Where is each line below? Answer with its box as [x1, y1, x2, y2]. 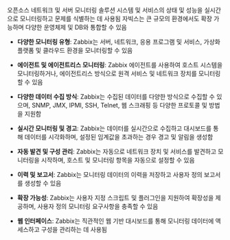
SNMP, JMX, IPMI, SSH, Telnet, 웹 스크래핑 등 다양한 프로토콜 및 [32, 101, 208, 109]
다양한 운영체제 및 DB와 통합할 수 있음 [25, 23, 127, 31]
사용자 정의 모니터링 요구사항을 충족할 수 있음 [37, 202, 159, 211]
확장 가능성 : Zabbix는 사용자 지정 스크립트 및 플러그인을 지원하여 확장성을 [16, 194, 214, 202]
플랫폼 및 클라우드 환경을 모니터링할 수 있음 [16, 47, 133, 54]
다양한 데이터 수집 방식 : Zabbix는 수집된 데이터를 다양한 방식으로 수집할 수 [16, 93, 215, 101]
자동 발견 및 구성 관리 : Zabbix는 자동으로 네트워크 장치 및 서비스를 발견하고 [16, 147, 217, 156]
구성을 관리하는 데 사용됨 [41, 226, 108, 233]
